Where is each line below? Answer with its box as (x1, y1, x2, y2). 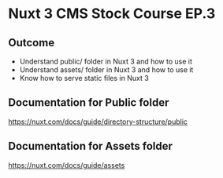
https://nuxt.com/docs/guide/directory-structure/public (8, 117, 188, 126)
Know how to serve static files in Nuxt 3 (19, 74, 150, 82)
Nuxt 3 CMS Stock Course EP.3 (8, 5, 216, 23)
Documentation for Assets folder (8, 140, 173, 153)
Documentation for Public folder (8, 96, 169, 110)
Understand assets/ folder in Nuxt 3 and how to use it (19, 65, 194, 74)
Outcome (8, 36, 55, 49)
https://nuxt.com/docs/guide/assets (8, 160, 125, 169)
